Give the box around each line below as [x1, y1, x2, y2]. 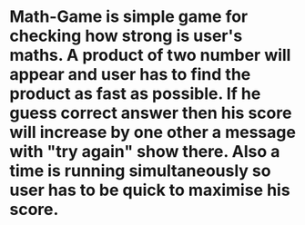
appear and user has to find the [9, 64, 251, 85]
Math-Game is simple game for [9, 6, 249, 27]
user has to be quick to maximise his [9, 180, 290, 201]
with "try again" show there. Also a [9, 142, 280, 162]
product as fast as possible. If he [9, 83, 261, 104]
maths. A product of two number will [9, 45, 291, 65]
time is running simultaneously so [9, 161, 271, 181]
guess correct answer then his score [9, 103, 292, 123]
